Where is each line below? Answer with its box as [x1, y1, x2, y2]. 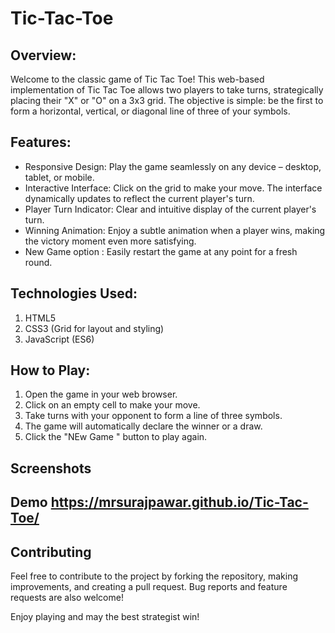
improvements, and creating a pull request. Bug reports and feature [10, 581, 288, 593]
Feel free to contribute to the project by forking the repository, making [10, 570, 299, 582]
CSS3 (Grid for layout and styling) [24, 322, 165, 334]
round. [24, 256, 53, 268]
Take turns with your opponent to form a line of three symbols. [24, 410, 283, 422]
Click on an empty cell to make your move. [24, 399, 201, 411]
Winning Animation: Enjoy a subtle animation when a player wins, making [24, 224, 326, 236]
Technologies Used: [10, 285, 138, 302]
